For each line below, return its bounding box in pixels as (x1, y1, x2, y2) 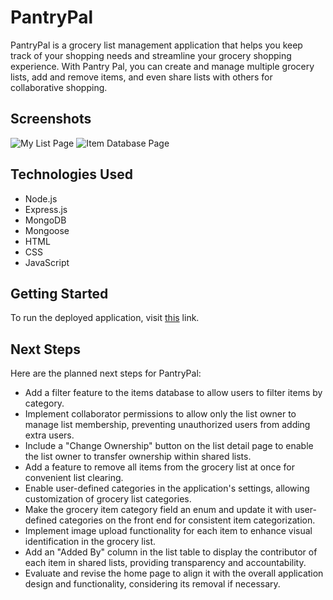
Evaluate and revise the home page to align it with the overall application (24, 567, 324, 580)
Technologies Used (10, 166, 133, 183)
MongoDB (24, 214, 67, 226)
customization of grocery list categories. (24, 493, 192, 505)
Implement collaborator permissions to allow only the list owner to (24, 408, 297, 420)
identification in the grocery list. (24, 536, 157, 548)
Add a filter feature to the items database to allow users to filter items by (24, 387, 323, 399)
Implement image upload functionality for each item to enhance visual (24, 525, 313, 537)
